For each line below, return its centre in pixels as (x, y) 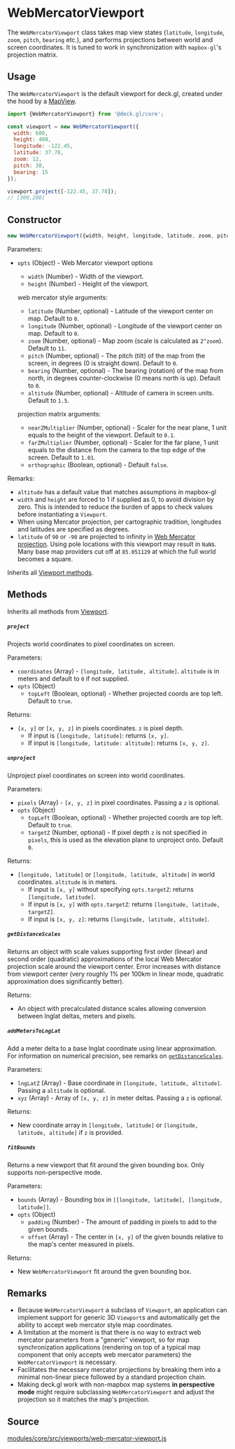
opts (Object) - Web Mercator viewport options (85, 263)
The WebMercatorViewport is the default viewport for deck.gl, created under (115, 93)
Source (23, 1421)
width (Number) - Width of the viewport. (86, 276)
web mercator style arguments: (63, 297)
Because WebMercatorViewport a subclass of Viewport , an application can (122, 1310)
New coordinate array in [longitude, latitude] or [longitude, (108, 1125)
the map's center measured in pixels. (81, 1244)
